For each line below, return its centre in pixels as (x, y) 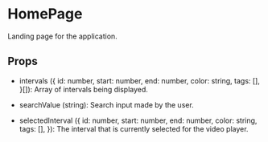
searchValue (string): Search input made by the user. (106, 104)
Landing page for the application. (62, 36)
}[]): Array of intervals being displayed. (83, 89)
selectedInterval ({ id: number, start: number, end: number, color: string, (138, 120)
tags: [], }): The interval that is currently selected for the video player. (134, 128)
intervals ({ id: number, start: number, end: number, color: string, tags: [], (140, 80)
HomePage (45, 14)
